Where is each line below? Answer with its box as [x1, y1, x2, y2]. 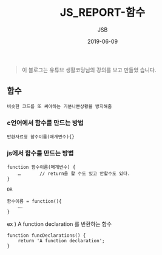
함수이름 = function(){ [7, 199, 62, 205]
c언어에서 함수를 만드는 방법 [7, 118, 84, 127]
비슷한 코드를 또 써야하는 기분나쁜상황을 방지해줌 [7, 103, 112, 109]
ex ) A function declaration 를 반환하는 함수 [7, 220, 112, 228]
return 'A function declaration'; [18, 238, 105, 244]
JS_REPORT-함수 [59, 5, 146, 19]
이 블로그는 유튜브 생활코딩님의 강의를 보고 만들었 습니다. [21, 66, 157, 73]
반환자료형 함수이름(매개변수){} [7, 134, 75, 140]
